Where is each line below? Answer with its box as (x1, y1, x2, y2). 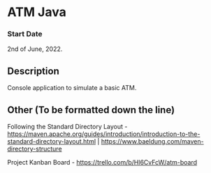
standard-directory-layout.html (7, 137, 96, 146)
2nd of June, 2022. (7, 45, 63, 53)
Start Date (7, 29, 43, 39)
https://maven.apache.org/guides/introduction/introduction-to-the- (7, 130, 201, 138)
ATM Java (7, 4, 66, 20)
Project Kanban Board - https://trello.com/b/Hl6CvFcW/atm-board (7, 158, 198, 167)
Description (7, 65, 59, 77)
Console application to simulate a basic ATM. (7, 84, 137, 92)
